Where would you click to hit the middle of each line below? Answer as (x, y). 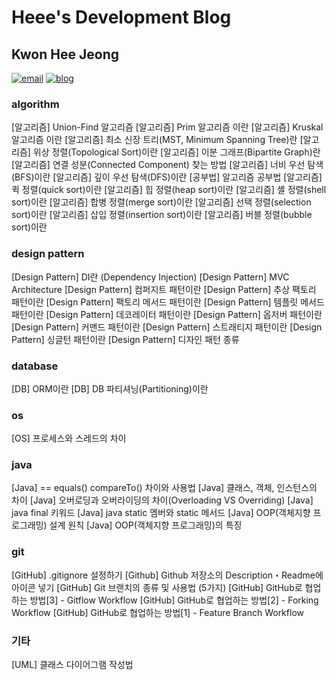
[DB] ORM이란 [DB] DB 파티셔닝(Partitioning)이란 (110, 388)
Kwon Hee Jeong (65, 54)
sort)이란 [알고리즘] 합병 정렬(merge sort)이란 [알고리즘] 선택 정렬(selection (161, 202)
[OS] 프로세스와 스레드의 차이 (69, 438)
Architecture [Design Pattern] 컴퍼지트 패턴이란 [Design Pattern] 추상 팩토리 (164, 289)
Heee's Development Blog (121, 17)
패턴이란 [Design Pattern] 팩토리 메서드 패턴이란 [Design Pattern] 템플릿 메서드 (168, 302)
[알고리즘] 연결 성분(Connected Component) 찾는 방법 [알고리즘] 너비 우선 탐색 (167, 165)
